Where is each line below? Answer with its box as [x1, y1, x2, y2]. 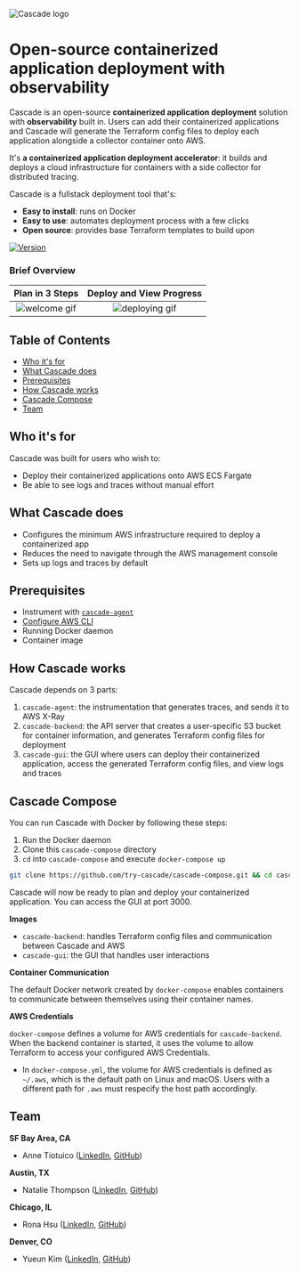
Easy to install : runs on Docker [21, 206, 136, 216]
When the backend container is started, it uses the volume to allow [9, 1037, 254, 1048]
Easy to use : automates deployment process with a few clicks [21, 215, 249, 226]
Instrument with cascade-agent [21, 606, 134, 618]
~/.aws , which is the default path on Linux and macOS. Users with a [21, 1074, 270, 1084]
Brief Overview [9, 264, 76, 276]
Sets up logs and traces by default [21, 557, 149, 568]
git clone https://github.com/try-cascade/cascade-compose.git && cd [9, 871, 273, 880]
